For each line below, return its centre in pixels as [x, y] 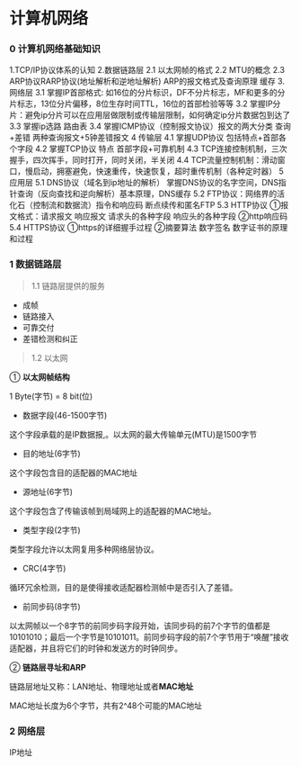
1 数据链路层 [35, 265]
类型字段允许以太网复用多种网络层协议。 [84, 549]
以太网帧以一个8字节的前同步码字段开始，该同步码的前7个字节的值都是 [140, 626]
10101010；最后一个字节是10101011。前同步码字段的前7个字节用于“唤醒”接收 [149, 636]
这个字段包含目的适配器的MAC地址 [74, 473]
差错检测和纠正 [50, 338]
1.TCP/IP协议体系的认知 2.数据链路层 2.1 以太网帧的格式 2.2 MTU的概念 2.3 [147, 70]
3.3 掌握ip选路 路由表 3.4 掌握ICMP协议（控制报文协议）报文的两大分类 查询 [150, 126]
